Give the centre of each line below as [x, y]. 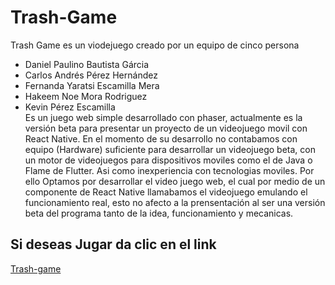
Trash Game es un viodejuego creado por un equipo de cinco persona [155, 45]
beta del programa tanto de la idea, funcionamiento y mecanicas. [159, 213]
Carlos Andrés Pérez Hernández [91, 75]
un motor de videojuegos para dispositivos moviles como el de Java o [168, 160]
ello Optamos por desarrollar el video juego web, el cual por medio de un [175, 181]
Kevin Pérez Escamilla [70, 107]
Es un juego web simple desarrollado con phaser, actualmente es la [163, 117]
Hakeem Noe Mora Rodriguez [86, 96]
